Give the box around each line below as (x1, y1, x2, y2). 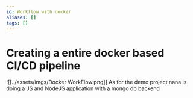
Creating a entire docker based (6, 46, 165, 60)
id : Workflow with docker (6, 8, 71, 15)
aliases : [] (6, 14, 36, 20)
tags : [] (6, 20, 28, 26)
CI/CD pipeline (6, 58, 80, 72)
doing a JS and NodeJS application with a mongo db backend (6, 85, 160, 92)
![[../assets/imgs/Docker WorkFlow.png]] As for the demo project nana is (6, 79, 187, 86)
